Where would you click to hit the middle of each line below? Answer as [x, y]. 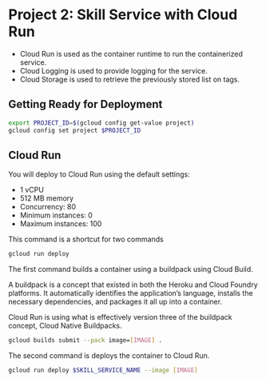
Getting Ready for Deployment [85, 104]
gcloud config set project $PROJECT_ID [75, 130]
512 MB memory [47, 198]
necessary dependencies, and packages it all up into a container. [115, 302]
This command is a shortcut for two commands [86, 239]
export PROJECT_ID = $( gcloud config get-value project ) [101, 123]
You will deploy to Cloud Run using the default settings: [99, 174]
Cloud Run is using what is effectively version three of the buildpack [120, 317]
